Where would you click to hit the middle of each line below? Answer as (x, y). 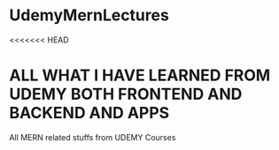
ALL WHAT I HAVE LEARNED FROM (140, 75)
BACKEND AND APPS (89, 113)
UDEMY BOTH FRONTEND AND (126, 94)
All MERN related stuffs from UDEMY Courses (93, 137)
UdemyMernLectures (89, 15)
